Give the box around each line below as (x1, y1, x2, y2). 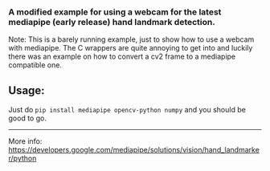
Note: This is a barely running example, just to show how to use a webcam (8, 35, 255, 44)
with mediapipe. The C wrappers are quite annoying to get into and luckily (8, 43, 253, 53)
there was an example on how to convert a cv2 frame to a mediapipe (8, 51, 236, 62)
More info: (8, 136, 43, 146)
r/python (8, 153, 37, 163)
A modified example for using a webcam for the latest (8, 6, 222, 18)
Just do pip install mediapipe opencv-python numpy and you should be (8, 105, 247, 115)
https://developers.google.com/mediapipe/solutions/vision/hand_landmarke (8, 145, 260, 155)
